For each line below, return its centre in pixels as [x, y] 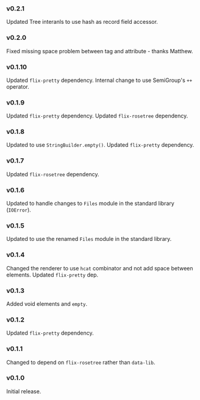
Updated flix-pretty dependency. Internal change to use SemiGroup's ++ [99, 80]
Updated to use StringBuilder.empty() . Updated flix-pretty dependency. [100, 145]
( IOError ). [19, 210]
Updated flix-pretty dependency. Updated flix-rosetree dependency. [97, 116]
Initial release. [24, 391]
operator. [18, 86]
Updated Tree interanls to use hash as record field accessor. [82, 22]
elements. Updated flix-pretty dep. [52, 275]
